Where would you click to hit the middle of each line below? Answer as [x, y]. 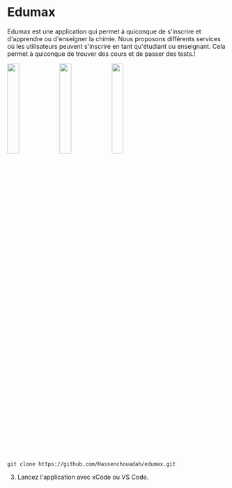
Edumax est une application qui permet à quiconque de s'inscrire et [105, 31]
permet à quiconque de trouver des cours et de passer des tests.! [102, 54]
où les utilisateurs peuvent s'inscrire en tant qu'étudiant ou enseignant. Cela [116, 46]
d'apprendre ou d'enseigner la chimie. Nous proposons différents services [114, 38]
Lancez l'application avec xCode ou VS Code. [83, 477]
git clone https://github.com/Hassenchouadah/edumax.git [92, 464]
